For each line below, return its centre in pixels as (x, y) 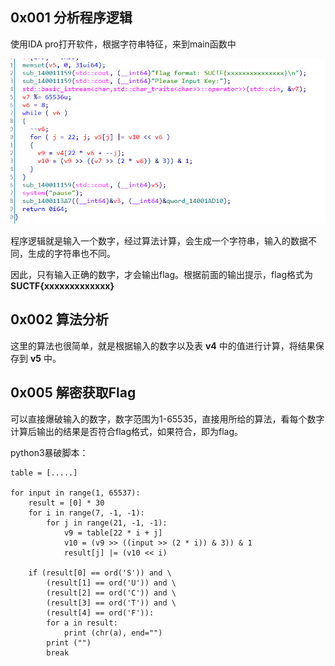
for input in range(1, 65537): (75, 493)
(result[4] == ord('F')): (100, 613)
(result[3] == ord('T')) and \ (111, 603)
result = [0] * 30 (66, 503)
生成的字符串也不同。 (71, 253)
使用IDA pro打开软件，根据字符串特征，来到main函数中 (123, 44)
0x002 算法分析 (59, 319)
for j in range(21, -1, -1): (107, 523)
